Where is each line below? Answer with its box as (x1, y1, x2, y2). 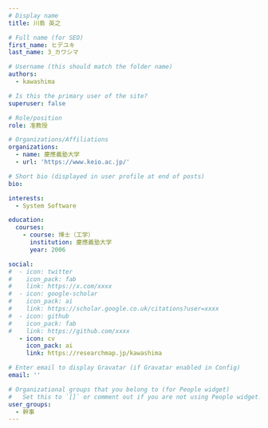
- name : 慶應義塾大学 (15, 151, 80, 159)
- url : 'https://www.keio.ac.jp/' (15, 158, 130, 166)
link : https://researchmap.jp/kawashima (26, 349, 162, 358)
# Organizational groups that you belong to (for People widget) (8, 385, 230, 394)
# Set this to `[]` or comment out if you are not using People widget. (8, 393, 262, 401)
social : (8, 260, 34, 268)
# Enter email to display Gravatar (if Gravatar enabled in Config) (8, 364, 241, 372)
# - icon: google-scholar (8, 290, 98, 298)
